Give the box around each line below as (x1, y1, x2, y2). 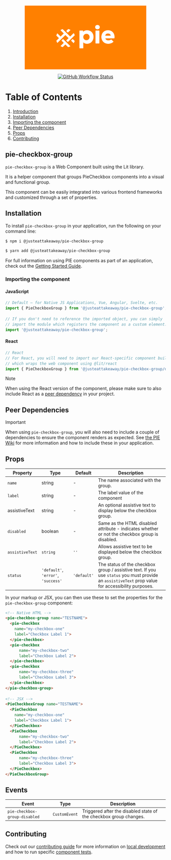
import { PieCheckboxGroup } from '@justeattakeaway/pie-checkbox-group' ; (5, 306, 167, 311)
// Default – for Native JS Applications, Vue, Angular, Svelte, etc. (5, 300, 158, 306)
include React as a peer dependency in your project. (5, 391, 116, 397)
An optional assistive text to (98, 502, 156, 508)
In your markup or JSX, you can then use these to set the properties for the (5, 594, 163, 600)
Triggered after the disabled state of (82, 808, 158, 814)
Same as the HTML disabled (98, 520, 157, 526)
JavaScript (5, 288, 29, 294)
